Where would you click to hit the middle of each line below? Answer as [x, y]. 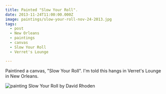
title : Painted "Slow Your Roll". [42, 10]
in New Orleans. [22, 76]
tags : [11, 24]
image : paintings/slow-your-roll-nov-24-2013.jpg [59, 19]
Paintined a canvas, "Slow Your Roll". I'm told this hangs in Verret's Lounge [83, 70]
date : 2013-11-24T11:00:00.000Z [39, 15]
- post [17, 29]
